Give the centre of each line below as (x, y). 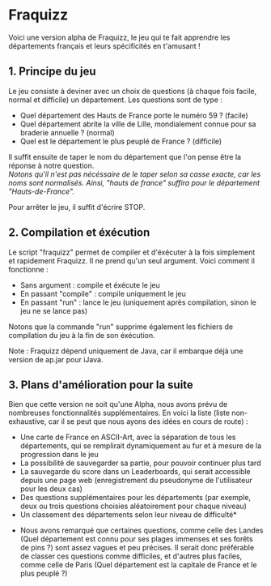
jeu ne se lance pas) (54, 310)
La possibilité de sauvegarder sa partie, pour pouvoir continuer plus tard (140, 463)
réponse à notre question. (51, 165)
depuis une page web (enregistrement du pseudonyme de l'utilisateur (136, 481)
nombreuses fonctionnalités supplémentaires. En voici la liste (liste (119, 413)
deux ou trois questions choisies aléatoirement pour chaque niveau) (133, 506)
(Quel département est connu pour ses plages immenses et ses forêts (136, 539)
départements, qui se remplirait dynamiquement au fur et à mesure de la (141, 446)
